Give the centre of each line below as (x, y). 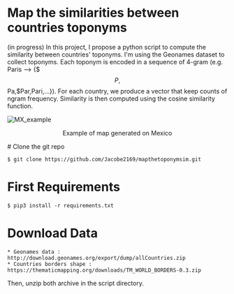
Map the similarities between (93, 13)
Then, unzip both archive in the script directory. (76, 283)
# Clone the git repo (36, 146)
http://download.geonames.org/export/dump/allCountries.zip (97, 258)
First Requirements (64, 187)
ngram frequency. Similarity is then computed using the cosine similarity (111, 98)
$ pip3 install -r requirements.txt (60, 205)
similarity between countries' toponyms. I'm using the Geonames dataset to (116, 54)
